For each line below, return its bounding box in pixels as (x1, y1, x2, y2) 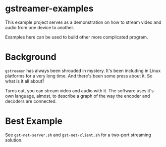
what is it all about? (5, 78, 45, 84)
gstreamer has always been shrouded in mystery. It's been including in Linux (5, 68, 161, 73)
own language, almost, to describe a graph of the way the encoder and (5, 93, 150, 99)
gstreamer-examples (5, 3, 94, 14)
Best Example (5, 115, 63, 127)
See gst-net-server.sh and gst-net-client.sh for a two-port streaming (5, 132, 151, 138)
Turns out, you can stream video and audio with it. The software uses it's (5, 87, 154, 94)
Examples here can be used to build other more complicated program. (5, 34, 148, 40)
